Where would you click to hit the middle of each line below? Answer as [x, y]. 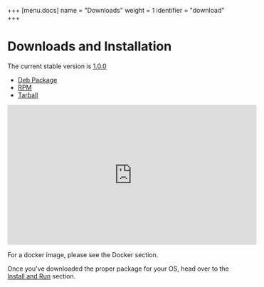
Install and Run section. [42, 276]
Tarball [28, 94]
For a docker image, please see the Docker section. [83, 254]
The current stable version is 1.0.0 [57, 66]
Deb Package [37, 80]
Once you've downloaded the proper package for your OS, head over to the [118, 269]
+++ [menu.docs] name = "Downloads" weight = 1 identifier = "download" [116, 10]
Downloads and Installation [90, 47]
